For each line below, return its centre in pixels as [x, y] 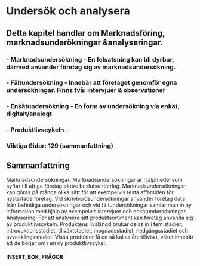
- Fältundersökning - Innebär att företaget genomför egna [92, 83]
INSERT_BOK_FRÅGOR [35, 257]
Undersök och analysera [68, 11]
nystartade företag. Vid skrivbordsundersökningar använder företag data [96, 199]
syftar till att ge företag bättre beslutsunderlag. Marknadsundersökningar [96, 186]
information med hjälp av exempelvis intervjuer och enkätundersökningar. [96, 211]
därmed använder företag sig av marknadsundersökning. [91, 67]
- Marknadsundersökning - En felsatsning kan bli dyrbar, [90, 59]
